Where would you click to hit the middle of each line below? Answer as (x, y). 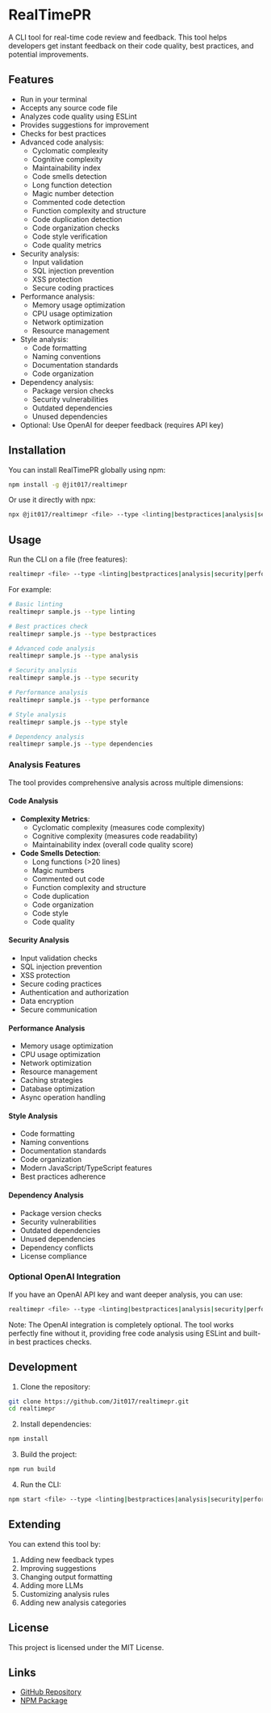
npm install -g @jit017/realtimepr (68, 485)
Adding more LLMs (52, 1585)
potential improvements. (48, 54)
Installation (37, 451)
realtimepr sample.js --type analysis (73, 656)
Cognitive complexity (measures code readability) (115, 836)
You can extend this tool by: (54, 1544)
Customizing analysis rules (65, 1594)
